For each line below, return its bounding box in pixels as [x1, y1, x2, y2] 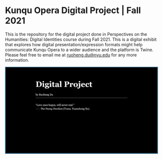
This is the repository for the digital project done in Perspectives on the [5, 31, 147, 37]
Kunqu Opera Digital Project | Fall [5, 5, 141, 16]
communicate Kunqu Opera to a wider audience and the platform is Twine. [5, 47, 154, 53]
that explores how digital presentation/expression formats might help [5, 41, 143, 47]
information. [5, 57, 30, 63]
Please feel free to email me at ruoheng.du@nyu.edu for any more [5, 52, 137, 58]
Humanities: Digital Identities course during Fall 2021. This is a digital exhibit [5, 36, 157, 42]
